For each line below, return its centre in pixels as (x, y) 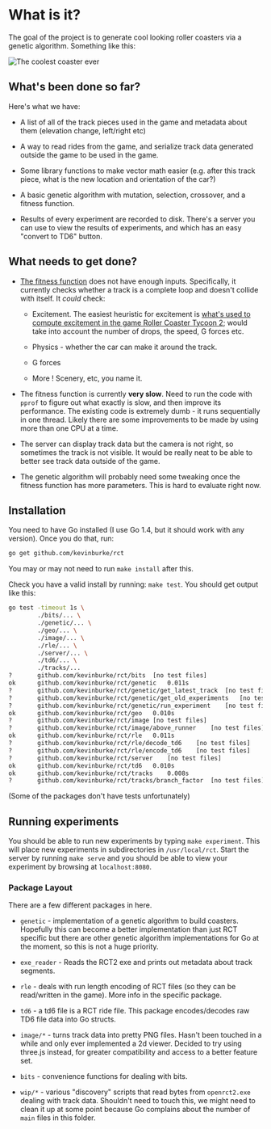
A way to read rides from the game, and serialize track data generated (137, 146)
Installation (37, 510)
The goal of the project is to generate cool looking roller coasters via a (125, 37)
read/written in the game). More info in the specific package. (121, 995)
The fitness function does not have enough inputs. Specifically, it (128, 281)
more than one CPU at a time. (69, 428)
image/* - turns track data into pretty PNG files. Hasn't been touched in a (141, 1035)
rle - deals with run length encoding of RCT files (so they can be (128, 987)
